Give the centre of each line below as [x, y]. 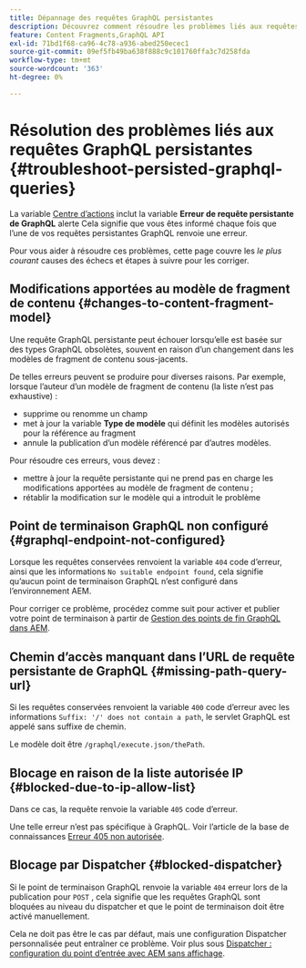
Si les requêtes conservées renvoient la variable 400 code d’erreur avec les [149, 707]
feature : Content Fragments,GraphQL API [87, 35]
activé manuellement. [50, 916]
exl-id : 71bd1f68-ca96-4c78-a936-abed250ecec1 [99, 43]
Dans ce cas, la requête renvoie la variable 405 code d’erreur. [124, 808]
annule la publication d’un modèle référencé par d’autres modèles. [147, 442]
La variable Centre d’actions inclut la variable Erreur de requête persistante [152, 213]
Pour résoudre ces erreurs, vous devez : [85, 460]
